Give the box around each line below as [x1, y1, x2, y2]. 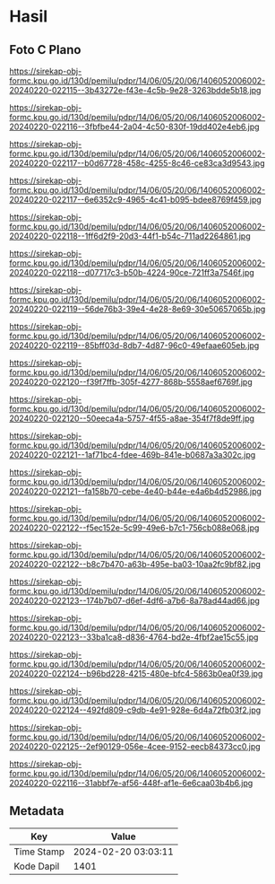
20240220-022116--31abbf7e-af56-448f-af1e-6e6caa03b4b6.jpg [9, 778, 254, 788]
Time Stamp [13, 845, 65, 858]
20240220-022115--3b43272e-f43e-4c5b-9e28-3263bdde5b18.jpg [9, 85, 262, 95]
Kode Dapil [13, 860, 60, 872]
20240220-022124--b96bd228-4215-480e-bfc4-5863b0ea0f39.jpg [9, 669, 263, 678]
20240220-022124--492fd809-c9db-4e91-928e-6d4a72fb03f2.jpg [9, 705, 262, 715]
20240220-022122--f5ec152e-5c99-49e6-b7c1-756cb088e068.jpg [9, 522, 260, 533]
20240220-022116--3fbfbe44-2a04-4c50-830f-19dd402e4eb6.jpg [9, 121, 260, 132]
